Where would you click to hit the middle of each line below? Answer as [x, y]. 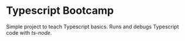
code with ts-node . [29, 32]
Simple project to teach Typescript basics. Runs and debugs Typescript [92, 27]
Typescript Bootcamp [60, 11]
